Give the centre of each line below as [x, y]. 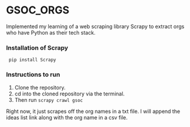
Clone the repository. [40, 87]
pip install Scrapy [33, 60]
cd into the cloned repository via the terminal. [69, 94]
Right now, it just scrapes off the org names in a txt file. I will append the [93, 111]
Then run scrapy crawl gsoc [49, 99]
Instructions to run [33, 75]
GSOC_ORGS [38, 10]
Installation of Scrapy [37, 47]
